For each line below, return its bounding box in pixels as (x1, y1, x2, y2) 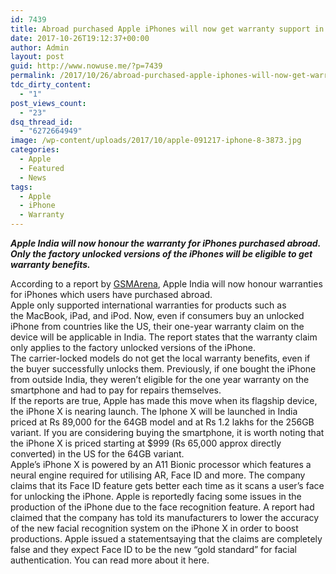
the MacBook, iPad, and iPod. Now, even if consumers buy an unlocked (10, 310, 305, 321)
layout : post (10, 52, 65, 62)
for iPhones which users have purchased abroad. (10, 289, 213, 300)
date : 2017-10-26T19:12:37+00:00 (10, 33, 150, 43)
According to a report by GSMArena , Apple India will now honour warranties (10, 278, 323, 290)
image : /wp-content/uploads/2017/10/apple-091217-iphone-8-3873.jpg (10, 136, 302, 146)
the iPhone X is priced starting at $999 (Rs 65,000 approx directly (10, 437, 282, 449)
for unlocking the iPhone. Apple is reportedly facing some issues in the (10, 491, 302, 502)
